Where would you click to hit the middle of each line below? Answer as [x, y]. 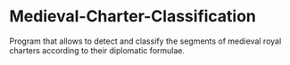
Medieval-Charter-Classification [133, 16]
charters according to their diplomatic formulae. [97, 50]
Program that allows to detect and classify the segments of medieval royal [145, 41]
